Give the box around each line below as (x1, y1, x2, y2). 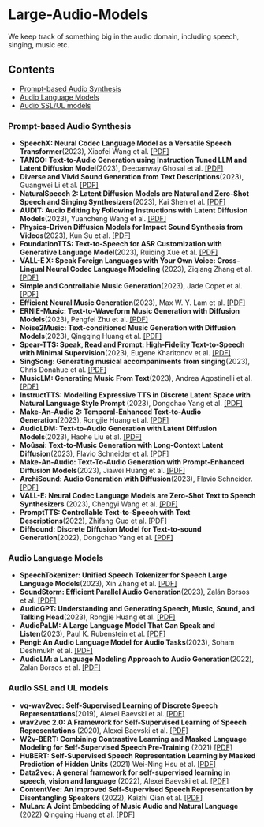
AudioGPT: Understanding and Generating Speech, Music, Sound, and (19, 604, 255, 614)
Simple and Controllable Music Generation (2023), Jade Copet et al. (19, 281, 243, 291)
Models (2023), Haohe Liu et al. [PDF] (19, 432, 142, 442)
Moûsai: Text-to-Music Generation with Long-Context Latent (19, 441, 224, 450)
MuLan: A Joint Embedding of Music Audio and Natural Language (19, 801, 239, 810)
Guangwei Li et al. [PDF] (19, 180, 99, 190)
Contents (8, 63, 55, 77)
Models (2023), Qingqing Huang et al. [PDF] (19, 332, 162, 341)
